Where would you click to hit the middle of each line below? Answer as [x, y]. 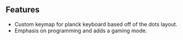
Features [23, 10]
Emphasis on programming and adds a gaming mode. [81, 30]
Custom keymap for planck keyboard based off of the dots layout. [96, 24]
